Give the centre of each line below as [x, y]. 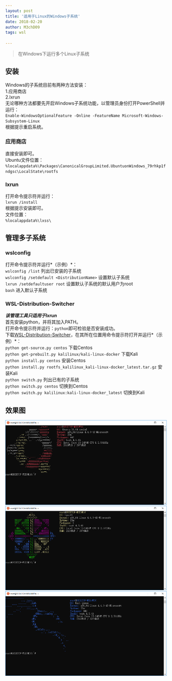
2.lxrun [13, 97]
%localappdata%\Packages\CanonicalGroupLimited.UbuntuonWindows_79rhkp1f [86, 166]
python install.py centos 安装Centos [46, 361]
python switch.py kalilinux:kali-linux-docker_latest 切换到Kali [75, 393]
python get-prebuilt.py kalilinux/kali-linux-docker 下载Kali [72, 354]
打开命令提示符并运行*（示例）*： [41, 265]
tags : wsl [16, 33]
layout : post [19, 11]
